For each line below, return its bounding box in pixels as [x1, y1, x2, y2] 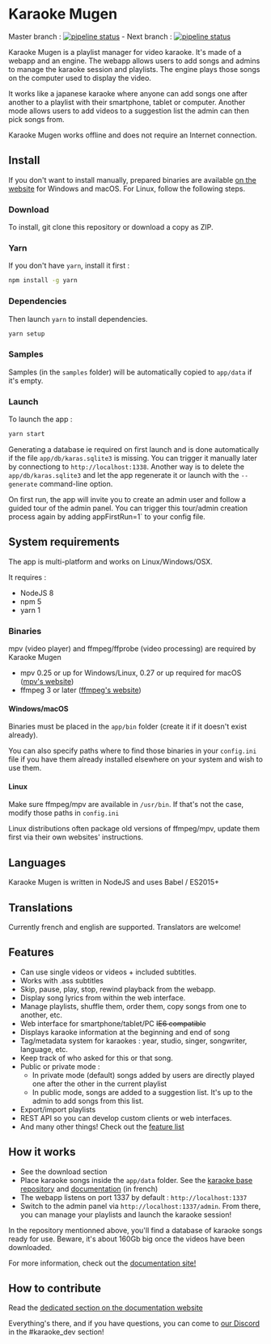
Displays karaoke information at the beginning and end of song [19, 1027, 231, 1037]
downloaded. [8, 1242, 53, 1252]
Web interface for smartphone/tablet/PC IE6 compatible [19, 1018, 206, 1028]
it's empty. [8, 375, 44, 385]
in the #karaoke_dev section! [8, 1327, 104, 1337]
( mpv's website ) [19, 676, 74, 686]
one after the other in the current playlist [32, 1079, 167, 1088]
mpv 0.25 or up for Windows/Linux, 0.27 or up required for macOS [19, 668, 242, 678]
